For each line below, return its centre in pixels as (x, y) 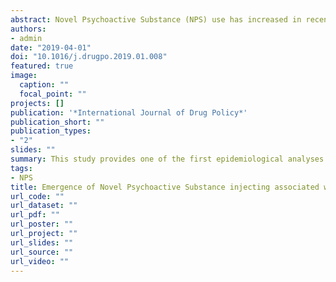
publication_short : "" (57, 122)
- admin (26, 38)
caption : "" (44, 85)
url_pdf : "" (35, 215)
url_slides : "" (42, 242)
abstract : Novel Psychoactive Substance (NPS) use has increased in (156, 19)
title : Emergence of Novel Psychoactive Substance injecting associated (165, 187)
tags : (21, 168)
